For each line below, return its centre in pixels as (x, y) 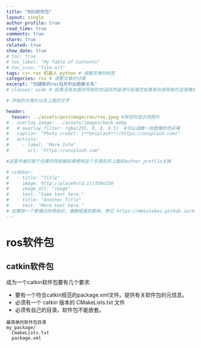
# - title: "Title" (33, 177)
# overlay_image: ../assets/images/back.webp (67, 123)
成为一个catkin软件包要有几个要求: (48, 282)
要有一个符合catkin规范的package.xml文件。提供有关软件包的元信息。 (101, 295)
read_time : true (26, 28)
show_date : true (26, 51)
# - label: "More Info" (41, 145)
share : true (21, 40)
